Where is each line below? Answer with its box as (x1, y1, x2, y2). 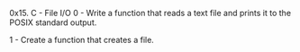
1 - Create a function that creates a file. (9, 35, 155, 45)
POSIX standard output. (9, 17, 97, 28)
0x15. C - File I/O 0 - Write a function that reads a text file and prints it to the (9, 8, 291, 18)
